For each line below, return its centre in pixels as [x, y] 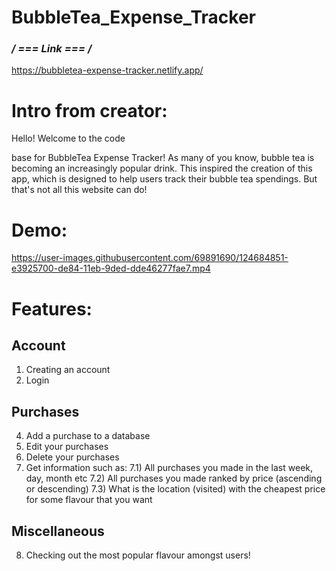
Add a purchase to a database [88, 436]
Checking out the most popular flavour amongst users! [138, 555]
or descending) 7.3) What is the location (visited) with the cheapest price [175, 489]
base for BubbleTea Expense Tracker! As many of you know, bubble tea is [163, 158]
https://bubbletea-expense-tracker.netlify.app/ [107, 70]
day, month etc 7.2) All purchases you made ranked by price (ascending [174, 478]
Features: [52, 308]
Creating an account [68, 370]
